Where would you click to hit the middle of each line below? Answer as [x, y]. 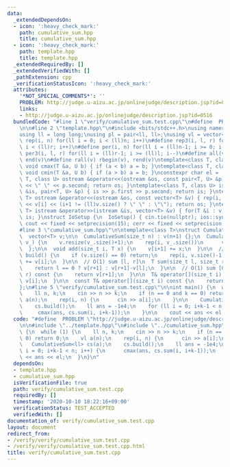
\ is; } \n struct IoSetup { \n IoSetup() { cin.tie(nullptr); [108, 217]
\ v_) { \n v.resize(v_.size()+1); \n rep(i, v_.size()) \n [112, 243]
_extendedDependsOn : [42, 20]
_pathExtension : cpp [42, 77]
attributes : [30, 90]
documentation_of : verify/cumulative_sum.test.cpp [81, 421]
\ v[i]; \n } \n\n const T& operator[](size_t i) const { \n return [122, 281]
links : [29, 109]
